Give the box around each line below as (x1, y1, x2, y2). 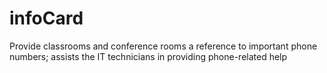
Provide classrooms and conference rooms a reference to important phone (9, 40, 318, 52)
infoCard (9, 7, 84, 30)
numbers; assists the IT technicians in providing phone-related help (9, 50, 288, 62)
